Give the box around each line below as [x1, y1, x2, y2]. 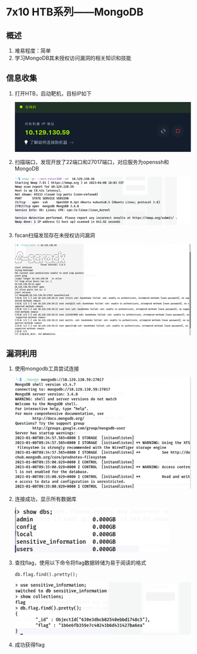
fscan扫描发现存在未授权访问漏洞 [14, 231, 96, 239]
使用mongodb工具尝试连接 [14, 365, 79, 372]
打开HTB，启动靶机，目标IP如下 [14, 90, 92, 97]
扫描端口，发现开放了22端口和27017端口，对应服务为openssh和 [14, 159, 169, 166]
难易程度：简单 [14, 47, 51, 54]
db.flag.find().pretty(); [14, 572, 78, 578]
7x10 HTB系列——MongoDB [6, 5, 144, 19]
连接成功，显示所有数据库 [14, 496, 77, 503]
